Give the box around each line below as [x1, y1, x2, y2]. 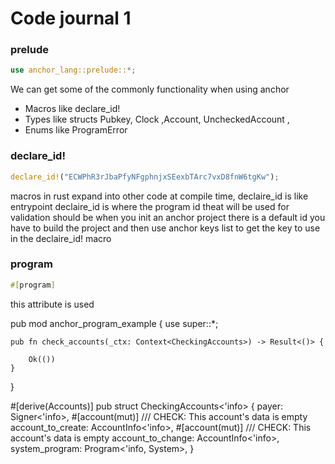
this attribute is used [10, 298, 95, 310]
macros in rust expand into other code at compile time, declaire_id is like [10, 190, 309, 202]
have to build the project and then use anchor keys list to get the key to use [10, 222, 321, 234]
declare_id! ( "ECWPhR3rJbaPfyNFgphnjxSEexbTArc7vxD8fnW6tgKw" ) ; [10, 172, 280, 182]
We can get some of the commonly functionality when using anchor [10, 83, 290, 96]
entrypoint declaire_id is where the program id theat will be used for [10, 200, 290, 212]
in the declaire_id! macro [10, 232, 112, 244]
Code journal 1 [10, 7, 132, 30]
